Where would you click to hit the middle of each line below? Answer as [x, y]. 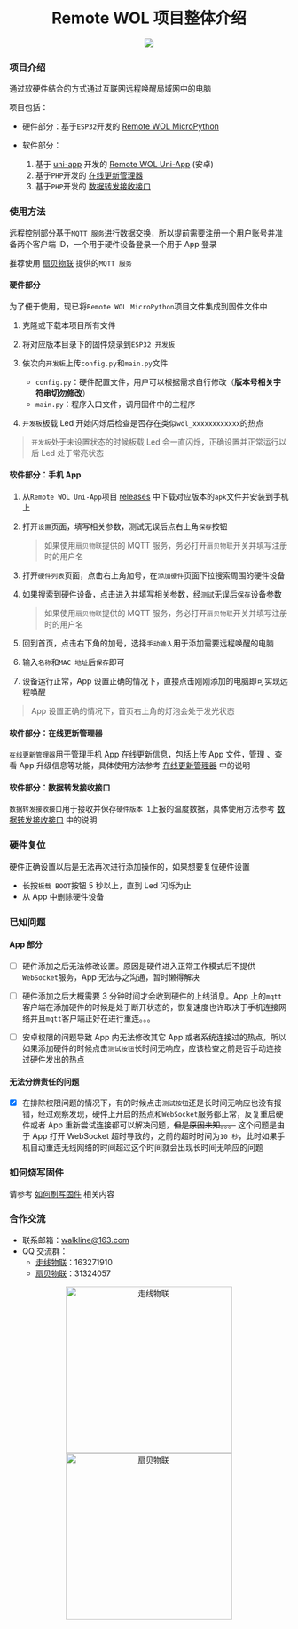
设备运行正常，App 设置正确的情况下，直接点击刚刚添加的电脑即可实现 [151, 680]
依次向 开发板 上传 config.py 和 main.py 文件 [95, 363]
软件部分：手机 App [45, 475]
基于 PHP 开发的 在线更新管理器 [89, 175]
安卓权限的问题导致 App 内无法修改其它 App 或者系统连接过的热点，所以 [154, 1037]
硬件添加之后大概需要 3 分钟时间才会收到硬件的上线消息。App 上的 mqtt [152, 996]
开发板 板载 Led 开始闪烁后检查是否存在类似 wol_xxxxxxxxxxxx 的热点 [143, 422]
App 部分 [26, 944]
